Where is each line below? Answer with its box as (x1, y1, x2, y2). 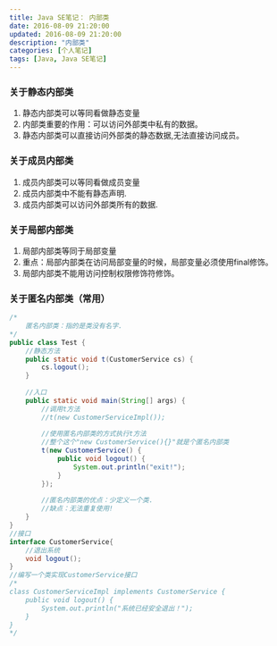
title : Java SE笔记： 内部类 (9, 13, 110, 22)
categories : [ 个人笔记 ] (9, 46, 92, 55)
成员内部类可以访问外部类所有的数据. (21, 198, 158, 210)
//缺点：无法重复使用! (41, 504, 113, 514)
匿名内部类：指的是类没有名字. (25, 322, 123, 331)
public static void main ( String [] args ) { (25, 396, 186, 405)
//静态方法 (25, 346, 61, 356)
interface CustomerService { (9, 537, 114, 546)
